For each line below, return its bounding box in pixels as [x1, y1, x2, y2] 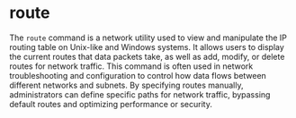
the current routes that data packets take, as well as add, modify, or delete [9, 51, 285, 62]
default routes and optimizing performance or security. [9, 98, 213, 109]
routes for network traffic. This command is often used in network [9, 61, 254, 72]
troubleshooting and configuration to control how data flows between [9, 70, 267, 80]
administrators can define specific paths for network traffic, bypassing [9, 88, 271, 100]
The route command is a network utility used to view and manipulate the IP [9, 32, 288, 43]
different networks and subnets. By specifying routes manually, [9, 80, 244, 90]
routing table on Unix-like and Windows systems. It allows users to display [9, 41, 285, 52]
